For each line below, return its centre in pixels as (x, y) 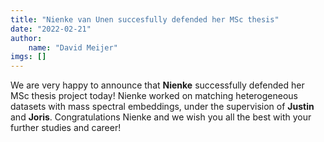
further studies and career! (66, 128)
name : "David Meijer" (73, 47)
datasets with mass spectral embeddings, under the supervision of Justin (162, 107)
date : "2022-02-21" (51, 29)
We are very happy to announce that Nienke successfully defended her (157, 85)
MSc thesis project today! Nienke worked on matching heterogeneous (154, 96)
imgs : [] (28, 57)
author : (26, 38)
